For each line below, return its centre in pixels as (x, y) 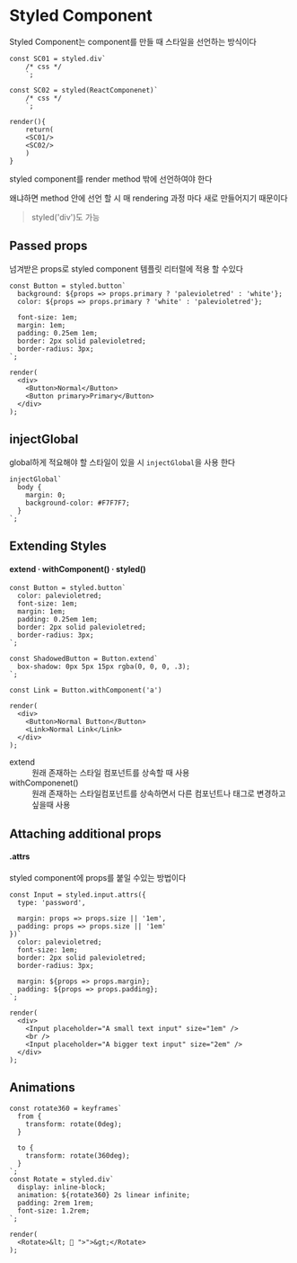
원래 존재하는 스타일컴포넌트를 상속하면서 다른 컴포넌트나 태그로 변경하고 (159, 793)
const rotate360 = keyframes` (66, 1108)
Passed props (48, 246)
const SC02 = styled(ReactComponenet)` (84, 90)
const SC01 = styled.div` (57, 58)
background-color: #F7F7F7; (78, 503)
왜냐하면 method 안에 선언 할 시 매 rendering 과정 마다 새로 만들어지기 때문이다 (149, 198)
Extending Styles (58, 546)
